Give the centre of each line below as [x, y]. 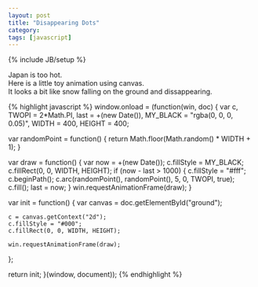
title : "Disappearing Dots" [54, 23]
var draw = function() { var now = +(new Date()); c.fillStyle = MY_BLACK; [126, 163]
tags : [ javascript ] [40, 37]
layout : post [29, 15]
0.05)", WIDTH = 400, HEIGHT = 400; [69, 123]
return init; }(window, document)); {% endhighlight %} [95, 274]
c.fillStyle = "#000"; [45, 224]
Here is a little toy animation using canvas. [76, 83]
